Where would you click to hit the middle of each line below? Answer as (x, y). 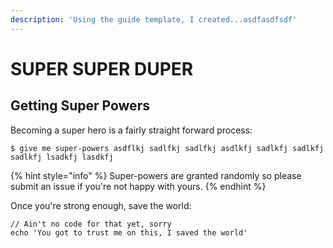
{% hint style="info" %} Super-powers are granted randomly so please (156, 175)
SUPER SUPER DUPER (102, 68)
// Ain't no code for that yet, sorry (91, 224)
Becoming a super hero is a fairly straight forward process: (131, 130)
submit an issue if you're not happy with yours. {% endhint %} (138, 186)
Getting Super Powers (80, 106)
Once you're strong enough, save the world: (101, 205)
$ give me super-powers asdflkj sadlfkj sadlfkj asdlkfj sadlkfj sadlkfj (167, 148)
